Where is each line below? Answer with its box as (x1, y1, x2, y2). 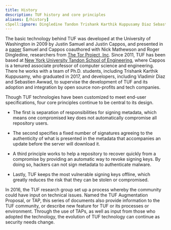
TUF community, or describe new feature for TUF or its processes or (5, 203, 149, 209)
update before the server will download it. (12, 141, 100, 147)
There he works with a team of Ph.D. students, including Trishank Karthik (5, 68, 158, 74)
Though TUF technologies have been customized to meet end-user (5, 94, 147, 100)
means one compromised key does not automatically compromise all (12, 115, 157, 121)
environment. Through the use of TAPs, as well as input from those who (5, 208, 156, 214)
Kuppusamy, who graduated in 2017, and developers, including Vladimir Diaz (5, 73, 165, 79)
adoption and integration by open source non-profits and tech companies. (5, 84, 161, 91)
